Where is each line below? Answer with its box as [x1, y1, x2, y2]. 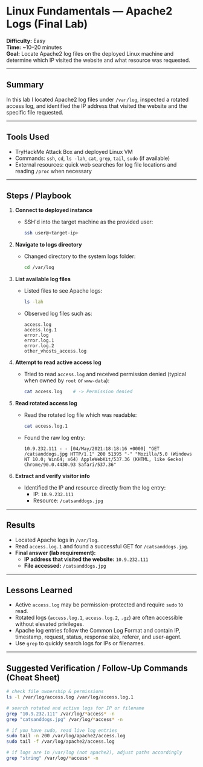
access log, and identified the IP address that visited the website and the [6, 102, 187, 110]
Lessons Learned [6, 585, 72, 595]
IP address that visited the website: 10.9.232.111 [24, 556, 149, 563]
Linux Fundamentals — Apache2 [6, 4, 173, 18]
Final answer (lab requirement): [14, 549, 96, 556]
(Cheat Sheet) [6, 672, 60, 683]
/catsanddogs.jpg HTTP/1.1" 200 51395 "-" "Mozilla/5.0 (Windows [24, 451, 192, 457]
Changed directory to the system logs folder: [24, 253, 136, 260]
